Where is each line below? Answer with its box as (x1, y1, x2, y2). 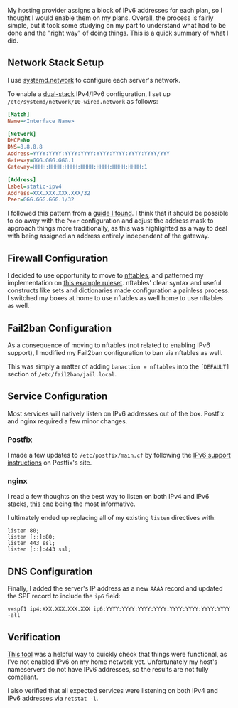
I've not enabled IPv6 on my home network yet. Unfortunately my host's (7, 657, 218, 666)
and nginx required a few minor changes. (7, 416, 128, 426)
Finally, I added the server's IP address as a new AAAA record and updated (7, 584, 223, 593)
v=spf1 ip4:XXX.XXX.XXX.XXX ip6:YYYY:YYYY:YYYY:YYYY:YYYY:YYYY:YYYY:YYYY (7, 606, 231, 613)
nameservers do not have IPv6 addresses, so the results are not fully (7, 665, 209, 673)
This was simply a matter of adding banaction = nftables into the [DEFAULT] (7, 362, 229, 371)
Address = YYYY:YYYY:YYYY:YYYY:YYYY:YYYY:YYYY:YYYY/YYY (7, 150, 171, 157)
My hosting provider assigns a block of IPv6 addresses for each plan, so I (7, 6, 222, 14)
